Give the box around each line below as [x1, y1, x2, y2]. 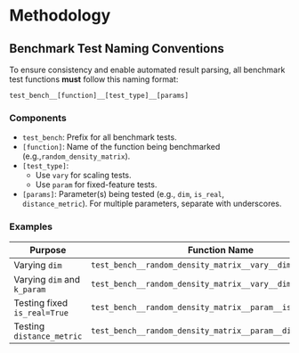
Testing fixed [13, 296, 69, 308]
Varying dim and [13, 273, 81, 285]
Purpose [29, 243, 67, 256]
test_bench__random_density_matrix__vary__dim [90, 259, 292, 270]
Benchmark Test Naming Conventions [9, 41, 224, 56]
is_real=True [13, 308, 69, 317]
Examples [9, 220, 53, 233]
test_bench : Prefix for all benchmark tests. [21, 132, 177, 143]
